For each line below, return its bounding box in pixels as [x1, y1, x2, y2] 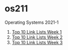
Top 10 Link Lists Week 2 [11, 34, 63, 40]
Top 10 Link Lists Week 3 [11, 39, 63, 45]
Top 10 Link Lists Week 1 [11, 29, 62, 35]
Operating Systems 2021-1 [4, 19, 59, 25]
